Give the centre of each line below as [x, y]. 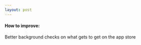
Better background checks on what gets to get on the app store [70, 37]
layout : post [18, 10]
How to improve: [22, 26]
